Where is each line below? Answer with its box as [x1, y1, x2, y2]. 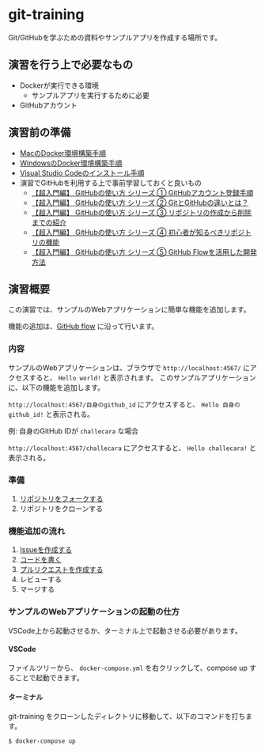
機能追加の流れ [8, 525, 66, 536]
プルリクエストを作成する [19, 565, 104, 574]
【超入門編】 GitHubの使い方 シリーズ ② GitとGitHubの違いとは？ [31, 198, 249, 207]
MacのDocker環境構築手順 [19, 148, 107, 157]
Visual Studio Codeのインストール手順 [19, 168, 145, 177]
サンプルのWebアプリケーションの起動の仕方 [8, 607, 180, 618]
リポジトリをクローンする [19, 504, 104, 513]
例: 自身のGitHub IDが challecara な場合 [8, 426, 138, 436]
